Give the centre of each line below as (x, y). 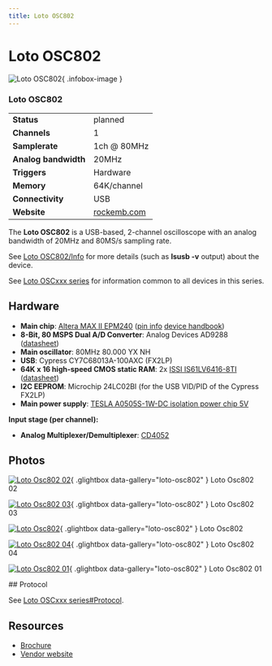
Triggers (29, 172)
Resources (36, 626)
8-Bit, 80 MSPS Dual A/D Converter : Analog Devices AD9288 (124, 335)
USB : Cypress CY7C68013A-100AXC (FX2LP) (96, 360)
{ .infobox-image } (93, 79)
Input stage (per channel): (54, 419)
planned (109, 119)
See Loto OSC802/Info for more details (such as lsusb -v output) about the (134, 256)
